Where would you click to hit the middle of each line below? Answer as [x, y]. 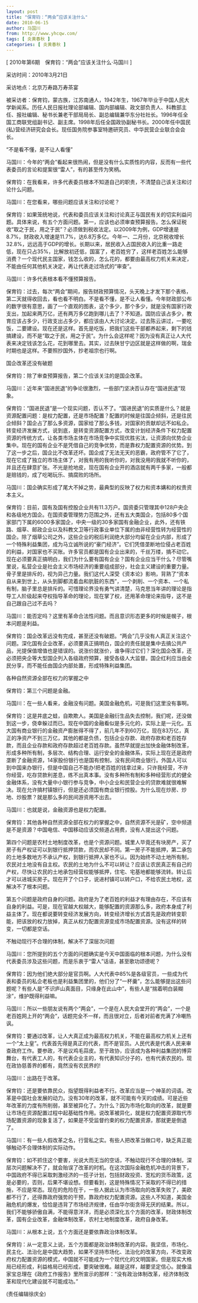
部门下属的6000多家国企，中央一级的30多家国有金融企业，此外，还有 [96, 522]
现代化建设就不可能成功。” [47, 1281]
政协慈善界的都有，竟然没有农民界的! [56, 1065]
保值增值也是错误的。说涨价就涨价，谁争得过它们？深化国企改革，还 [109, 651]
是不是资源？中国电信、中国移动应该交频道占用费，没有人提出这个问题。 [94, 829]
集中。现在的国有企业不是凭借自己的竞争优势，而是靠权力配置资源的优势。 [96, 445]
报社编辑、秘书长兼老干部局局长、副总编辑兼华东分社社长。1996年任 [100, 114]
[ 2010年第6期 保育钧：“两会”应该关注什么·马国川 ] [69, 62]
